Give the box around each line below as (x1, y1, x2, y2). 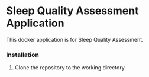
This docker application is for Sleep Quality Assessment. (6, 36, 144, 43)
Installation (6, 51, 40, 59)
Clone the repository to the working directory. (14, 64, 126, 71)
